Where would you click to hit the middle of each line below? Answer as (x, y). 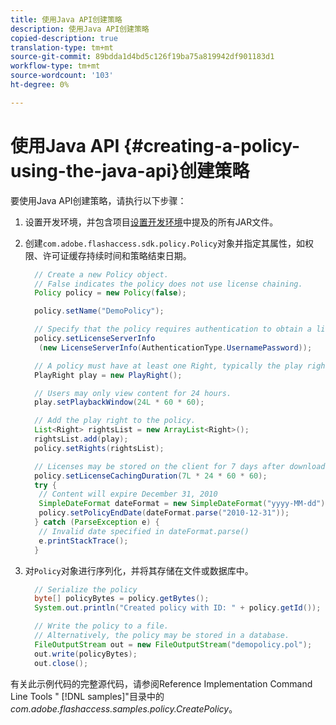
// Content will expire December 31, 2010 (128, 494)
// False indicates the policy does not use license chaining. (168, 284)
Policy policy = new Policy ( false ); (110, 293)
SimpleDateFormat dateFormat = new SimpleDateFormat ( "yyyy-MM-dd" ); (184, 504)
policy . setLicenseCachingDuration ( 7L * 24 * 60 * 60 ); (151, 476)
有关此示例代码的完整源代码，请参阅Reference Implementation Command (161, 683)
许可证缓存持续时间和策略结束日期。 (117, 255)
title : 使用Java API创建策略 (66, 19)
